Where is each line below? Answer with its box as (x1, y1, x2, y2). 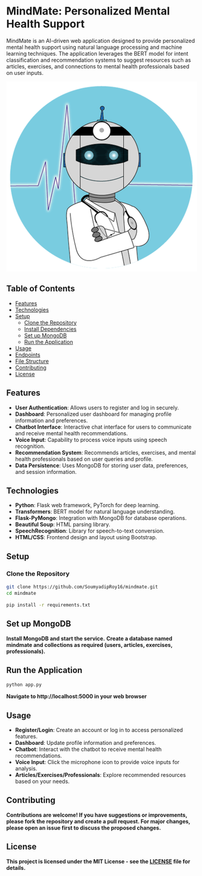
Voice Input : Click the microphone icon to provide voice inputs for (15, 759, 180, 765)
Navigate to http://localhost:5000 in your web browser (6, 693, 147, 700)
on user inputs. (6, 69, 44, 76)
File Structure (15, 357, 50, 365)
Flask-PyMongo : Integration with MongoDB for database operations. (15, 514, 187, 522)
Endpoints (15, 351, 41, 358)
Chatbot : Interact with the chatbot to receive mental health (15, 745, 162, 753)
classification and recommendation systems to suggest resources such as (6, 56, 192, 63)
